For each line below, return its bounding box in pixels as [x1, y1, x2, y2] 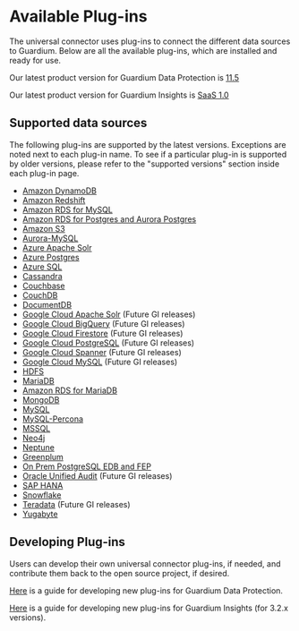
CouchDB [21, 289, 58, 301]
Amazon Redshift [21, 194, 86, 205]
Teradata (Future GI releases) [21, 499, 132, 509]
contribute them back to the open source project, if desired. [9, 567, 230, 578]
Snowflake [21, 490, 62, 500]
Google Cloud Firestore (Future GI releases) [21, 328, 184, 338]
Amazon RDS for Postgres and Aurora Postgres [21, 213, 197, 225]
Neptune [21, 441, 56, 453]
